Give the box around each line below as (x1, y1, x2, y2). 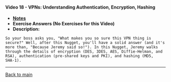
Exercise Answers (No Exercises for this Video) (12, 21, 115, 27)
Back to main (5, 71, 33, 78)
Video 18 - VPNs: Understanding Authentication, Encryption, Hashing (5, 4, 156, 10)
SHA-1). (5, 58, 22, 63)
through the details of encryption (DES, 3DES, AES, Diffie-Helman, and (5, 49, 163, 54)
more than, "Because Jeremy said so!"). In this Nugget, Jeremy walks (5, 45, 158, 50)
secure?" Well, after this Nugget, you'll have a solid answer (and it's (5, 40, 165, 46)
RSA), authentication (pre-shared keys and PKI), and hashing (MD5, (5, 54, 154, 59)
